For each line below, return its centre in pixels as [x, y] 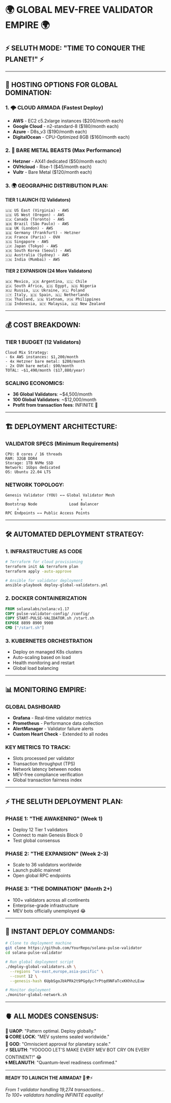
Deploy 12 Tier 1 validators [40, 829]
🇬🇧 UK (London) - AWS [29, 228]
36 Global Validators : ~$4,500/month [52, 394]
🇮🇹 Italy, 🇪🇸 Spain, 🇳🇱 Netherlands [47, 295]
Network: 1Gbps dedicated [33, 467]
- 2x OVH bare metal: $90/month [39, 366]
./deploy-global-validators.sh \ [41, 966]
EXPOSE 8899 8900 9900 [29, 623]
